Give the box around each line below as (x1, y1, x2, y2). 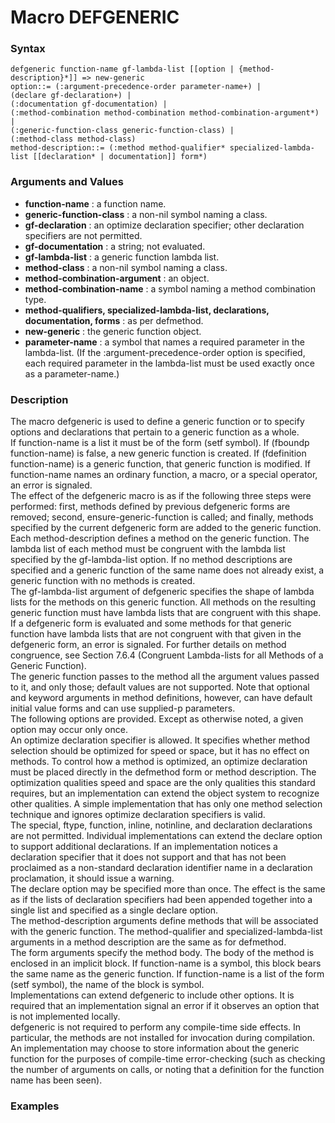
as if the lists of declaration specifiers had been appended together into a (10, 894, 313, 906)
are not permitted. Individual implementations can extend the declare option (10, 830, 323, 842)
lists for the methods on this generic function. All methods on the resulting (10, 596, 317, 608)
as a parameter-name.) (24, 367, 120, 380)
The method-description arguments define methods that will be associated (10, 915, 319, 927)
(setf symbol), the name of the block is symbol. (10, 979, 205, 991)
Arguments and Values (10, 175, 124, 189)
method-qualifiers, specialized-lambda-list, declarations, (24, 304, 270, 316)
